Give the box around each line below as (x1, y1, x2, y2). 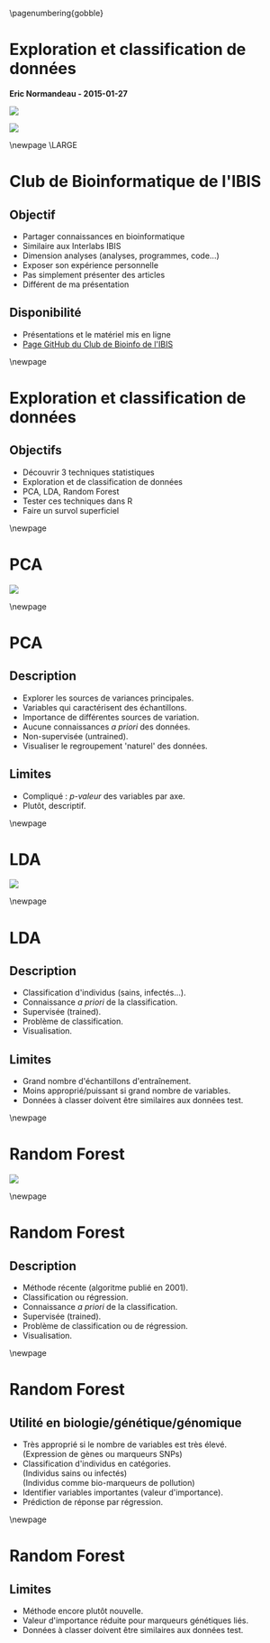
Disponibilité (9, 305, 82, 320)
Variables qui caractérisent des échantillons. (22, 701, 187, 712)
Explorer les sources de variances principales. (22, 692, 194, 703)
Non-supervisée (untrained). (22, 730, 129, 741)
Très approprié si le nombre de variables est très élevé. (22, 1439, 228, 1450)
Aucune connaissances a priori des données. (22, 721, 191, 732)
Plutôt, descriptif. (22, 800, 86, 811)
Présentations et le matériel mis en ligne (22, 329, 171, 339)
